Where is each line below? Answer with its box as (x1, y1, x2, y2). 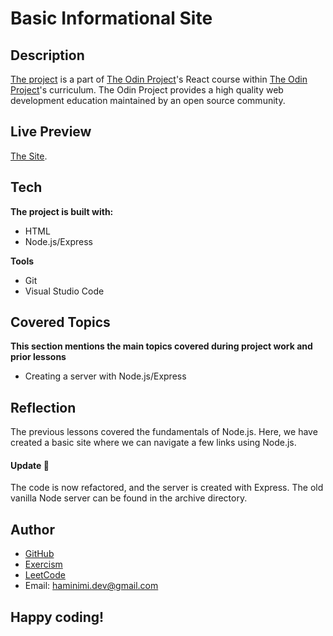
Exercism (24, 558, 63, 571)
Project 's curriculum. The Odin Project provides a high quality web (10, 84, 284, 96)
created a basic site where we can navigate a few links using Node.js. (10, 437, 297, 449)
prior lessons (10, 351, 67, 363)
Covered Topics (10, 314, 111, 331)
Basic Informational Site (10, 7, 213, 30)
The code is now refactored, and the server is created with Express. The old (10, 482, 324, 494)
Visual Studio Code (24, 285, 105, 297)
